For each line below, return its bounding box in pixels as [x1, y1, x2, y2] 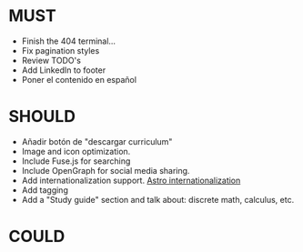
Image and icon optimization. [21, 146, 131, 156]
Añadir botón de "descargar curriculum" [21, 136, 173, 146]
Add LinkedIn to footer [21, 65, 106, 76]
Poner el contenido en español [21, 74, 137, 85]
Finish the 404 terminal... [21, 35, 116, 46]
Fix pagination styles [21, 45, 100, 55]
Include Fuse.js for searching [21, 156, 131, 166]
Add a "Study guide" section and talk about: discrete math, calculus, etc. [21, 194, 295, 205]
